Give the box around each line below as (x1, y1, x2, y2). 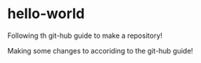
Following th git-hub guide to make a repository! (7, 31, 163, 40)
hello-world (7, 5, 86, 23)
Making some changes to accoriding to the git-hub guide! (7, 46, 194, 55)
